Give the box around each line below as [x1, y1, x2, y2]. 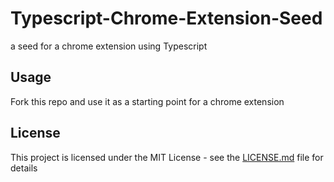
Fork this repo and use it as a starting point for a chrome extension [10, 95, 285, 107]
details [10, 162, 38, 174]
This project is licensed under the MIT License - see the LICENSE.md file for [10, 151, 324, 163]
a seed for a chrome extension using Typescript [10, 40, 208, 52]
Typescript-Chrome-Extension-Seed [10, 7, 323, 30]
